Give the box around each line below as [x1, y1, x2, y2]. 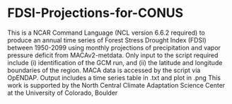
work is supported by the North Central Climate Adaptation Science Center [7, 81, 226, 89]
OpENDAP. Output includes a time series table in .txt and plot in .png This [7, 73, 221, 82]
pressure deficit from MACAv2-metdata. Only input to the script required [7, 51, 219, 59]
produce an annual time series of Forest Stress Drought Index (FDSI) [7, 35, 207, 44]
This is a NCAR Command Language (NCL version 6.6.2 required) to [7, 28, 205, 37]
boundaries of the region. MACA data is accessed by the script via [7, 66, 201, 74]
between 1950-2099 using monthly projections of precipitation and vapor [7, 43, 221, 52]
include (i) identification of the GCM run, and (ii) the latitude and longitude [7, 58, 223, 67]
